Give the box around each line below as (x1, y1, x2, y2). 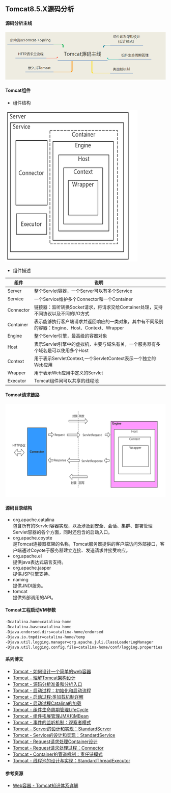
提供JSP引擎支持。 (12, 571, 52, 577)
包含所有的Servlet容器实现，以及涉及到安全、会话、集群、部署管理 (12, 522, 153, 529)
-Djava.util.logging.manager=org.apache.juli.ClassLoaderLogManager (5, 639, 154, 645)
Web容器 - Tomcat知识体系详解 (12, 782, 79, 789)
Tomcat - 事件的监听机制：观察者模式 (12, 720, 92, 725)
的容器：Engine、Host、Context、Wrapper (34, 325, 125, 331)
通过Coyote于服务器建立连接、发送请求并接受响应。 (21, 547, 131, 553)
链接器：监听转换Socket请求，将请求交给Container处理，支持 (34, 304, 163, 310)
